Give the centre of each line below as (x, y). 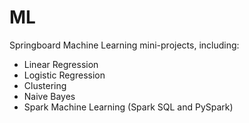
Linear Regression (61, 64)
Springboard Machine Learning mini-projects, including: (124, 45)
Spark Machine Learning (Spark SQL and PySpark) (128, 107)
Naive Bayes (49, 96)
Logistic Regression (64, 75)
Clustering (45, 85)
